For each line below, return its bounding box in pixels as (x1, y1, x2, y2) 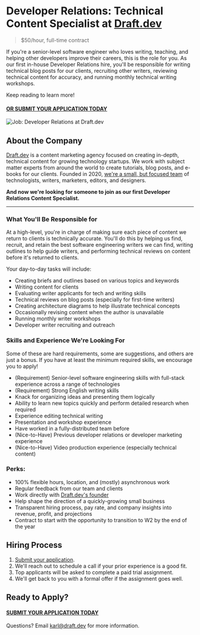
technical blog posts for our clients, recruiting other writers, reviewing (6, 67, 177, 74)
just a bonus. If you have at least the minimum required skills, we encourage (6, 356, 192, 363)
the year (14, 523, 36, 530)
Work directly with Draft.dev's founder (14, 491, 109, 498)
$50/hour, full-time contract (20, 36, 89, 44)
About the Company (6, 135, 83, 145)
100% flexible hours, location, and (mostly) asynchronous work (14, 478, 170, 485)
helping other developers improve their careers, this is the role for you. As (6, 54, 187, 61)
